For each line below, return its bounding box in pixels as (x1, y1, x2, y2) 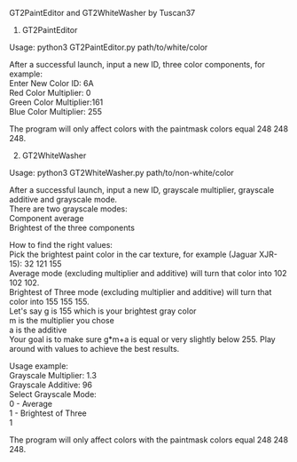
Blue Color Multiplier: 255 (9, 107, 102, 116)
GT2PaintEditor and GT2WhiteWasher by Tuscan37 (9, 8, 196, 18)
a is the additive (9, 324, 67, 335)
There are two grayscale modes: (9, 203, 129, 214)
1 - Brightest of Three (9, 408, 87, 418)
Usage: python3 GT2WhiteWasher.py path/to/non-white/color (9, 168, 235, 178)
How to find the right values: (9, 240, 113, 250)
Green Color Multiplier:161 (9, 97, 104, 108)
